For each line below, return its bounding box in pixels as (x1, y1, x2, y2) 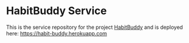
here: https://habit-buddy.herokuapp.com (6, 29, 107, 37)
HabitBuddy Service (6, 4, 107, 18)
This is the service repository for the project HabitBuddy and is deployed (6, 24, 183, 31)
